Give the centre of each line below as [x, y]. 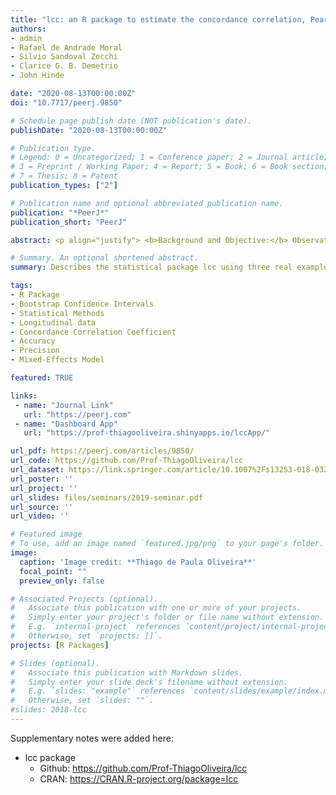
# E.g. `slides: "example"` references [98, 691]
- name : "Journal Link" [64, 405]
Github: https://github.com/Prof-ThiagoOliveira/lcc [143, 768]
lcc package [50, 757]
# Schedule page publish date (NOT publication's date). [131, 121]
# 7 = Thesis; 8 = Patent [64, 176]
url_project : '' [44, 488]
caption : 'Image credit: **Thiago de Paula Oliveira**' [138, 562]
